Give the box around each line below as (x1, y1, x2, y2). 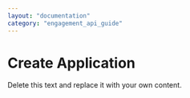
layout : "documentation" (7, 11, 91, 20)
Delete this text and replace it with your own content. (7, 80, 182, 90)
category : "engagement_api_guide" (7, 19, 123, 27)
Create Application (7, 54, 135, 72)
